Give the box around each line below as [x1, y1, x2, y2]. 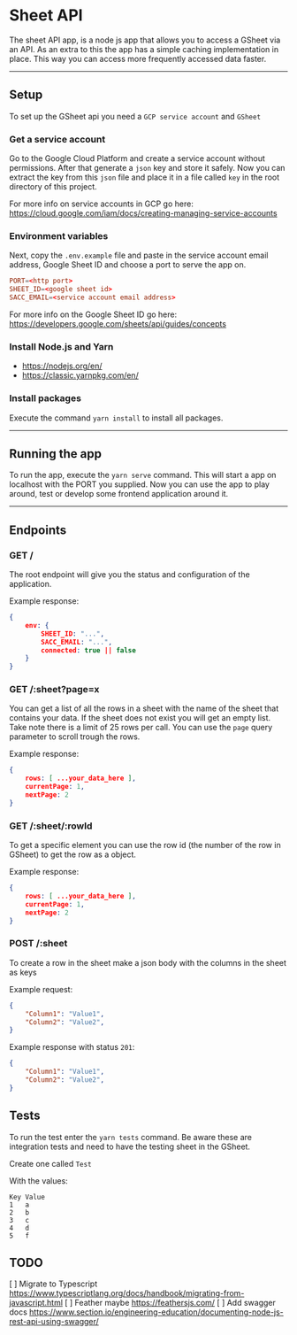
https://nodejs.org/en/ [21, 360, 103, 372]
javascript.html [9, 1298, 64, 1308]
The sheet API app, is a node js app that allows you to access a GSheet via [9, 35, 281, 45]
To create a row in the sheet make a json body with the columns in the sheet [9, 957, 287, 968]
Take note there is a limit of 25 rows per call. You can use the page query [9, 722, 273, 733]
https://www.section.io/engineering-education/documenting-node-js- [29, 1307, 285, 1317]
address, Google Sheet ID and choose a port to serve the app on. [9, 259, 247, 270]
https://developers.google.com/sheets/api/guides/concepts [9, 318, 227, 328]
